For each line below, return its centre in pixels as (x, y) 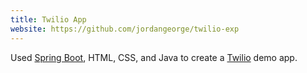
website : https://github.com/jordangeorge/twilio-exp (125, 29)
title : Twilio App (48, 19)
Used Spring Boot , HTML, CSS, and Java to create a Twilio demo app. (154, 57)
